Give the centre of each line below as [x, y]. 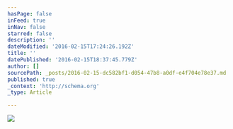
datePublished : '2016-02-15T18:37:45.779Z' [73, 60]
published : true [31, 79]
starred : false [30, 33]
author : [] [23, 66]
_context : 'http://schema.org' [53, 86]
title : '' [22, 54]
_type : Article [30, 92]
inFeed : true [27, 20]
